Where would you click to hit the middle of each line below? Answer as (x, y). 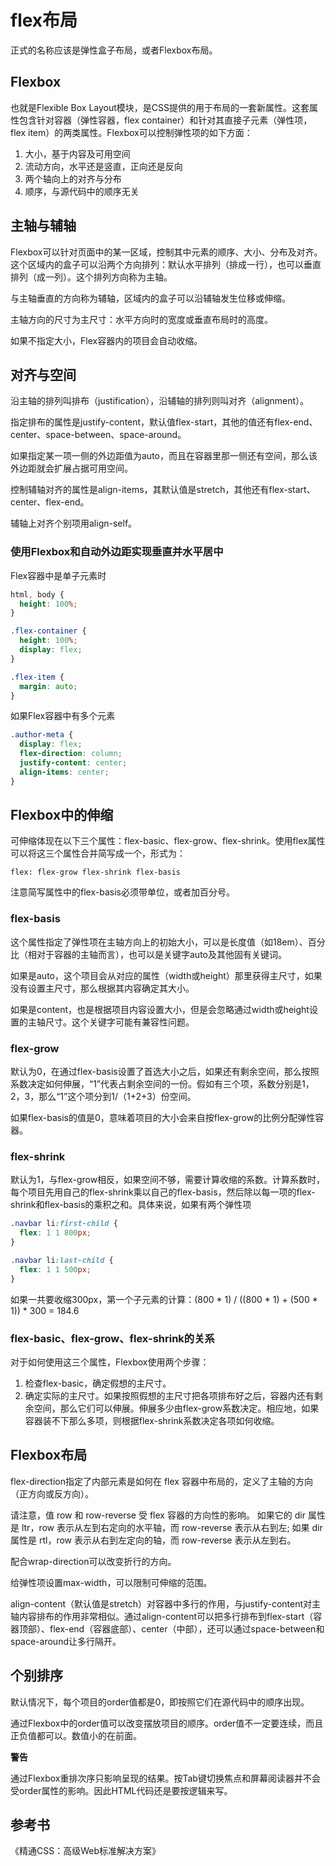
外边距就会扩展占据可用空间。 (71, 468)
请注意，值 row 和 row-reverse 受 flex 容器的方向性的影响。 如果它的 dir (158, 1515)
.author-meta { (42, 735)
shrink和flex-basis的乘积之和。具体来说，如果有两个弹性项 (131, 1205)
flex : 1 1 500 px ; (55, 1269)
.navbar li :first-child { (64, 1224)
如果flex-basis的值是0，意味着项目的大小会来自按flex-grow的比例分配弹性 (163, 1118)
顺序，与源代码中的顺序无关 (82, 191)
